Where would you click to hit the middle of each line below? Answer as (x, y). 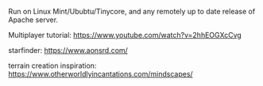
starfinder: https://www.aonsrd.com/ (68, 50)
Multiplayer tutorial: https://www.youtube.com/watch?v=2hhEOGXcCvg (125, 35)
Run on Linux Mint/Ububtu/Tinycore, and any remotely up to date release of (132, 11)
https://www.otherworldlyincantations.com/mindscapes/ (101, 74)
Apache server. (33, 20)
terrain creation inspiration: (52, 65)
